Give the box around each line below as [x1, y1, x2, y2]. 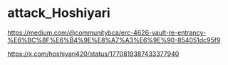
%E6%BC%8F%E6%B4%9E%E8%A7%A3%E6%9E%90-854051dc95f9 [7, 35, 221, 44]
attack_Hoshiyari [7, 5, 110, 21]
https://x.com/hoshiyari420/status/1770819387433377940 [7, 49, 180, 58]
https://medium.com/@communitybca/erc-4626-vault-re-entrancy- [7, 28, 207, 37]
